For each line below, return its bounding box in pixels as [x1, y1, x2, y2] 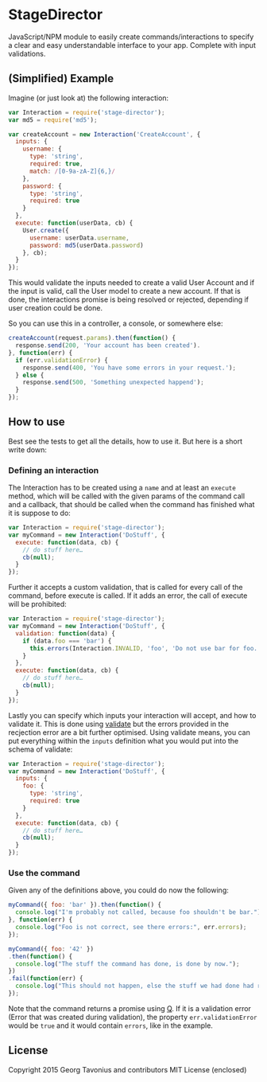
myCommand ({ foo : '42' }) [8, 945, 94, 953]
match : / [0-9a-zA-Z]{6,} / [29, 167, 115, 175]
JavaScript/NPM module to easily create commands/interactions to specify [8, 32, 254, 41]
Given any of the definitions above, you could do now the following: [8, 885, 229, 895]
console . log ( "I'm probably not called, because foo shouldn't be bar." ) [15, 908, 261, 916]
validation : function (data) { [15, 629, 115, 638]
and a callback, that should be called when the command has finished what [8, 500, 255, 510]
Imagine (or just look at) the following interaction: [8, 93, 169, 103]
